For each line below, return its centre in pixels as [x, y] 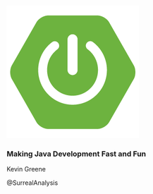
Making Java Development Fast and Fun [76, 154]
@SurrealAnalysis [32, 183]
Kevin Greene [26, 169]
